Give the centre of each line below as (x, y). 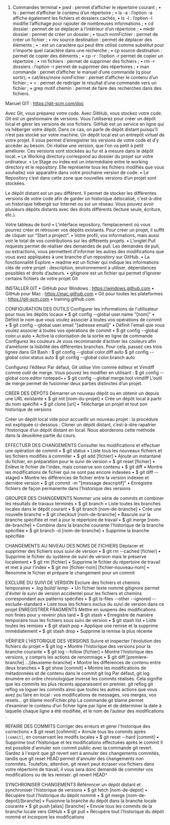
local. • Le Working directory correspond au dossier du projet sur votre (79, 156)
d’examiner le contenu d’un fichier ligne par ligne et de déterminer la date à (83, 706)
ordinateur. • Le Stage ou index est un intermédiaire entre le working (77, 162)
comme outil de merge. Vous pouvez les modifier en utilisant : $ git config (82, 373)
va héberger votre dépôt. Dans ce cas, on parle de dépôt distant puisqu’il (81, 129)
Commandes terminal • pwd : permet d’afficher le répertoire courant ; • (87, 7)
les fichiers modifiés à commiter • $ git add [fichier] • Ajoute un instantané (83, 456)
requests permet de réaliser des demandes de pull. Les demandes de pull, (83, 246)
